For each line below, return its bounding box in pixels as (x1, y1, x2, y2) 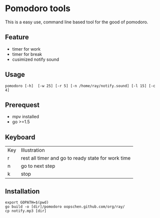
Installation (5, 187, 40, 195)
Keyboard (5, 133, 36, 141)
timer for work (12, 46, 41, 52)
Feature (5, 33, 29, 41)
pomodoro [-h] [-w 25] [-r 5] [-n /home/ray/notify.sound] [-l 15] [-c (5, 83, 156, 88)
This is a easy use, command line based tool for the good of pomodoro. (5, 19, 148, 25)
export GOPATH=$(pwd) (5, 200, 49, 205)
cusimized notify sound (12, 56, 59, 62)
